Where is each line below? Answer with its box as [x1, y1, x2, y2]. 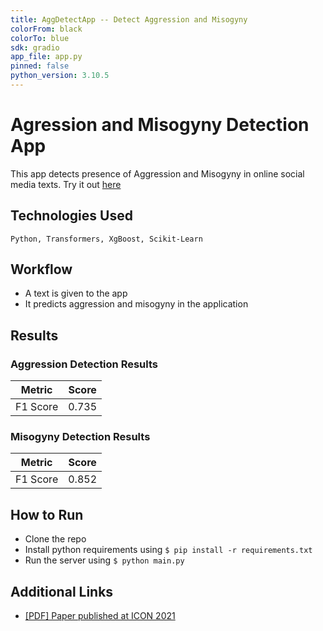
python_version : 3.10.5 [10, 71, 110, 81]
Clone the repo [24, 533, 87, 545]
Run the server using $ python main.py [24, 554, 185, 566]
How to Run [10, 506, 84, 523]
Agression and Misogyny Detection [10, 114, 310, 136]
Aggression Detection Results [10, 357, 158, 371]
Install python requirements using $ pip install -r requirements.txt [24, 544, 313, 556]
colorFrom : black [10, 24, 83, 34]
